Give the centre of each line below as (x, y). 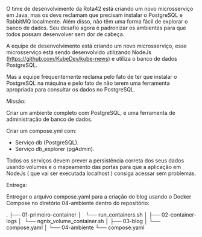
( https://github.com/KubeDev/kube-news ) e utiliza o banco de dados (92, 59)
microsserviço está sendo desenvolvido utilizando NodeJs (79, 52)
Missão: (16, 101)
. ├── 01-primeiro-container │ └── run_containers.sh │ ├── (84, 215)
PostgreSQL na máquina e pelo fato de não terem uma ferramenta (88, 83)
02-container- (179, 215)
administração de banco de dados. (49, 119)
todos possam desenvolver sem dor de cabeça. (65, 34)
